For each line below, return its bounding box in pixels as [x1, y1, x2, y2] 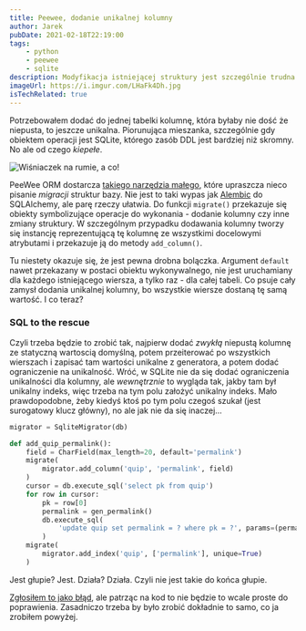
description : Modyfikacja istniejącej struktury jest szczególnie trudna [9, 73, 296, 82]
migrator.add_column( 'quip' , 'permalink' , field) [42, 464, 234, 474]
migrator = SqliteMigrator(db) [9, 422, 128, 431]
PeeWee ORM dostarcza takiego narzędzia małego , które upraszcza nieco [9, 179, 288, 190]
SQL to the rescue [9, 316, 90, 329]
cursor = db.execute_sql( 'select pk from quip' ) [25, 481, 214, 491]
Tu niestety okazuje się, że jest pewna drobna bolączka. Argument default [9, 254, 290, 265]
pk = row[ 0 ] [42, 498, 88, 507]
